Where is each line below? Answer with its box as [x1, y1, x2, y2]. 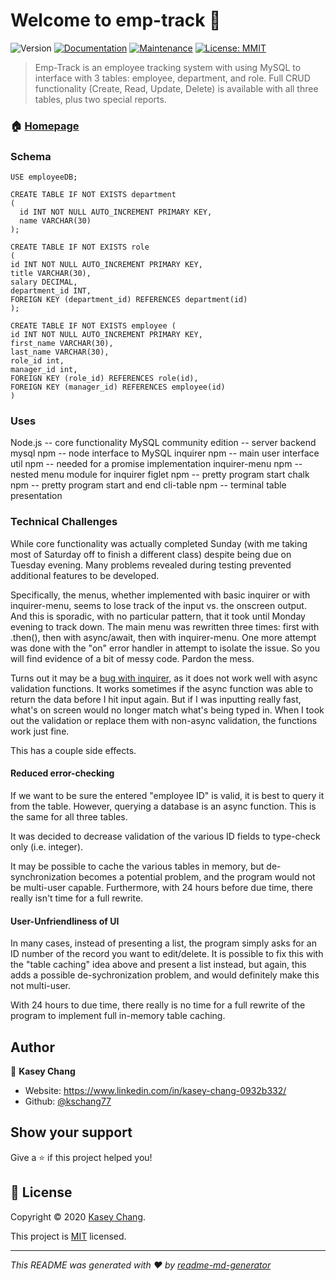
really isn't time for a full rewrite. [10, 892, 144, 904]
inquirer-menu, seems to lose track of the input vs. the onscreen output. [10, 599, 307, 611]
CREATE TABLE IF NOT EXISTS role [10, 242, 150, 253]
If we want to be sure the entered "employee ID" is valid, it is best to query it [10, 789, 325, 801]
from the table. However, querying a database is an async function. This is [10, 800, 317, 812]
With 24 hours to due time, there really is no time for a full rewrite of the [10, 999, 306, 1011]
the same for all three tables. [10, 810, 128, 823]
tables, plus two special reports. [34, 93, 167, 105]
